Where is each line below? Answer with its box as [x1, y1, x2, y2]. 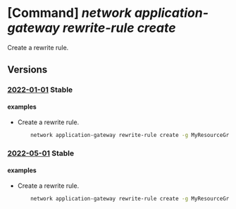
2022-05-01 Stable [7, 148, 75, 158]
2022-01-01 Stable [7, 85, 73, 95]
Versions [7, 64, 48, 76]
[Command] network [7, 5, 132, 21]
